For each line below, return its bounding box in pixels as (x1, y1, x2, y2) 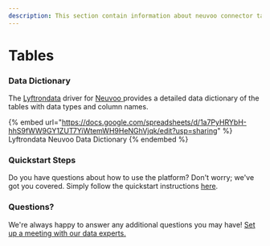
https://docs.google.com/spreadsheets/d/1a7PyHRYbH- (61, 117, 247, 127)
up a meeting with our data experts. (8, 228, 126, 238)
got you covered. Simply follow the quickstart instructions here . (8, 182, 219, 191)
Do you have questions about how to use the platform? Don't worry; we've (8, 173, 255, 182)
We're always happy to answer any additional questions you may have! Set (8, 219, 256, 229)
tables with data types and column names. (8, 102, 149, 112)
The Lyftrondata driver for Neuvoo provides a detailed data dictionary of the (8, 93, 260, 103)
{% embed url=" (8, 117, 63, 127)
